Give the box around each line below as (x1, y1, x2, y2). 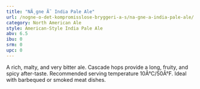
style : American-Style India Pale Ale (6, 25, 103, 31)
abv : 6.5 (6, 31, 28, 37)
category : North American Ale (6, 20, 82, 26)
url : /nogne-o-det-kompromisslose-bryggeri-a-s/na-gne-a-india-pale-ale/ (6, 14, 195, 20)
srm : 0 (6, 42, 23, 48)
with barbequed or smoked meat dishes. (6, 76, 106, 83)
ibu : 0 (6, 36, 23, 42)
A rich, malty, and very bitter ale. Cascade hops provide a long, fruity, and (6, 63, 189, 71)
